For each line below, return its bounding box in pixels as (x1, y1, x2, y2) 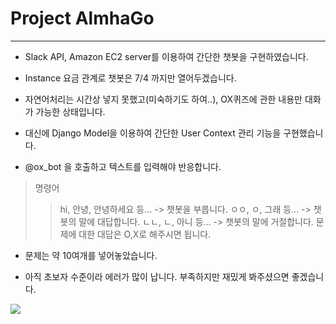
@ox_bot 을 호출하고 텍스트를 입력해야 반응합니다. (24, 160, 222, 172)
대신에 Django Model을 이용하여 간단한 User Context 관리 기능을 (24, 127, 282, 139)
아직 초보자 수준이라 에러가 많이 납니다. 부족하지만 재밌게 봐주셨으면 (24, 270, 290, 282)
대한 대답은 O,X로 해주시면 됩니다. (78, 228, 212, 240)
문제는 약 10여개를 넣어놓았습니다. (24, 249, 158, 261)
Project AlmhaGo (10, 7, 155, 30)
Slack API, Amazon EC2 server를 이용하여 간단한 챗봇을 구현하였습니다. (24, 50, 309, 62)
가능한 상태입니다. (35, 105, 106, 117)
